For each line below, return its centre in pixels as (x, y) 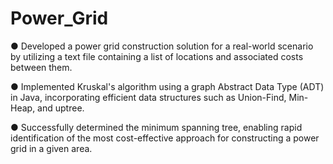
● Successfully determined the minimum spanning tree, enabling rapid (156, 127)
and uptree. (61, 108)
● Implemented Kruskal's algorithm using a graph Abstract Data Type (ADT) (167, 86)
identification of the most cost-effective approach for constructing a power (165, 138)
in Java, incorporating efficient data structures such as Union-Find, (148, 97)
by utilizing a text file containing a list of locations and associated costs (157, 56)
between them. (41, 67)
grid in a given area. (51, 148)
